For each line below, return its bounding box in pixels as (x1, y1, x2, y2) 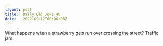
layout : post (5, 7, 32, 12)
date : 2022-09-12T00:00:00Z (5, 16, 68, 21)
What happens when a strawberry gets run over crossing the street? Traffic (5, 30, 159, 36)
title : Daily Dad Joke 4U (5, 12, 61, 17)
